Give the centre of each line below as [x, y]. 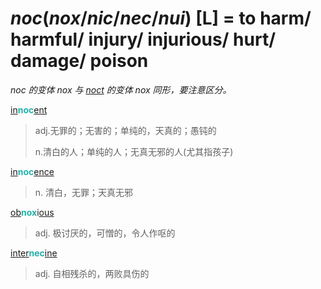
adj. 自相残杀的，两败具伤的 [92, 273]
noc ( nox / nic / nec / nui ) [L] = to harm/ [161, 18]
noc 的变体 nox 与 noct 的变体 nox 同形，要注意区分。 [121, 89]
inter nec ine [34, 253]
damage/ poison [79, 61]
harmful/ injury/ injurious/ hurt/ [143, 39]
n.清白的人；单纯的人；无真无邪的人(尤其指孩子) [134, 151]
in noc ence [32, 171]
